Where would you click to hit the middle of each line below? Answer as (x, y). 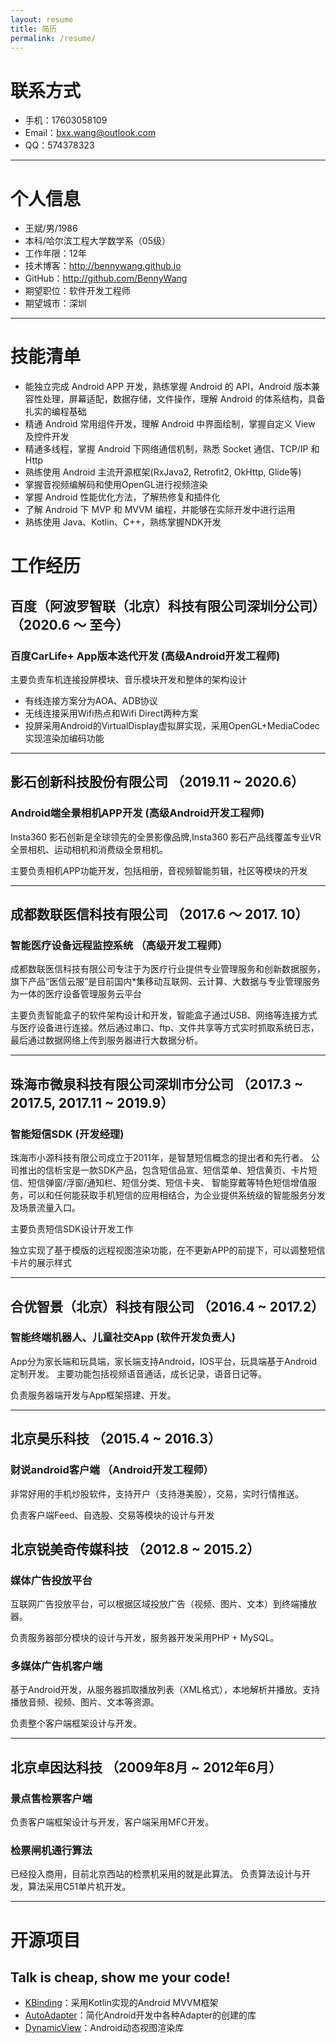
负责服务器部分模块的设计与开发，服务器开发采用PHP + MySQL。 (145, 1638)
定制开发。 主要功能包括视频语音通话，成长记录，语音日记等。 (138, 1373)
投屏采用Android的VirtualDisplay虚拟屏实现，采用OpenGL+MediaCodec (172, 726)
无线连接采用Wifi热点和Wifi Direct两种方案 (111, 713)
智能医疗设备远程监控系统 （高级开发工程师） (119, 946)
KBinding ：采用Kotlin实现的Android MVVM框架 (121, 2003)
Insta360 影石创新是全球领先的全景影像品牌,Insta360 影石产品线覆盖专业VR (166, 837)
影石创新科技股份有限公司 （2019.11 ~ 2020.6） (157, 782)
